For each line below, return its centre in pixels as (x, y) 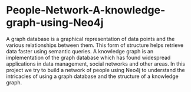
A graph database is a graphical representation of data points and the (90, 39)
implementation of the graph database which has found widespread (88, 57)
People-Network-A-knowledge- (86, 10)
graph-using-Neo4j (55, 23)
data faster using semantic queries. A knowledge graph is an (80, 51)
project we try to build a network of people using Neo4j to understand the (95, 70)
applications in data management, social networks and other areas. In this (96, 64)
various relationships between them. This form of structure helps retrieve (95, 45)
